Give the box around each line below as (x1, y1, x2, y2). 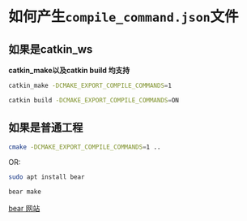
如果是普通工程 (8, 121, 83, 135)
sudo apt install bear (8, 173, 85, 181)
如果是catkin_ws (8, 42, 93, 56)
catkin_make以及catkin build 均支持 (8, 66, 130, 75)
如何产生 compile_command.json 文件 (8, 7, 239, 26)
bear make (8, 188, 42, 196)
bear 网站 (8, 204, 40, 214)
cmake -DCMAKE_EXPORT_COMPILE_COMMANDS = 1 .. (8, 143, 161, 151)
